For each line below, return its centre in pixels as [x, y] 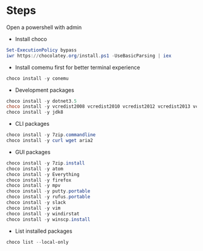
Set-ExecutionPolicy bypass [42, 50]
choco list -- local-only [37, 242]
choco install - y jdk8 [35, 112]
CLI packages [32, 124]
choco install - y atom [35, 169]
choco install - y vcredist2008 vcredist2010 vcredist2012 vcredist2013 [98, 106]
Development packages [44, 90]
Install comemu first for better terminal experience [77, 67]
